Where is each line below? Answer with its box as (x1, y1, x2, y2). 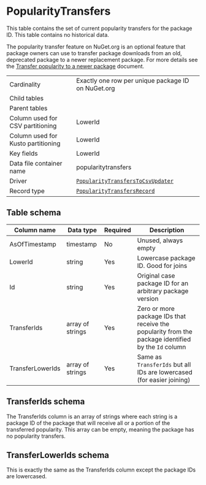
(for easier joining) (137, 375, 191, 384)
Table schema (6, 207, 61, 218)
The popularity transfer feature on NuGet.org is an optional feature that (6, 43, 186, 50)
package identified (137, 335, 191, 343)
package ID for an (137, 279, 189, 288)
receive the (137, 319, 170, 328)
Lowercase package (137, 253, 196, 262)
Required (104, 226, 132, 234)
